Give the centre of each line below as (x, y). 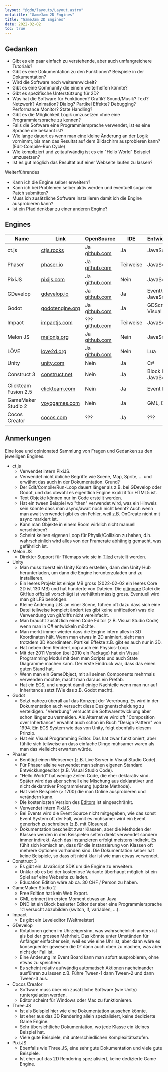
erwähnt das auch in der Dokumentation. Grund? (70, 482)
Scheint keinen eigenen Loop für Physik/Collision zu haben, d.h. (86, 535)
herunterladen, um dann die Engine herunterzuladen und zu (81, 572)
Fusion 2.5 (20, 392)
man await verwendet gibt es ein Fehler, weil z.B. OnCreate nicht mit (90, 514)
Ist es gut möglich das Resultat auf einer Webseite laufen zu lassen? (82, 162)
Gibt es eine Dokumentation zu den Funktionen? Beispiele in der (78, 71)
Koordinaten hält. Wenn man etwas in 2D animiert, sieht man (82, 637)
